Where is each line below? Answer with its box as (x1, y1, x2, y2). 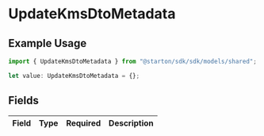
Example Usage (8, 37, 87, 50)
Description (108, 117, 155, 128)
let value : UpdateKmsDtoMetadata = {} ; (8, 72, 140, 80)
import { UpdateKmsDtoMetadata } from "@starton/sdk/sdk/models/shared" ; (8, 57, 258, 65)
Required (66, 117, 101, 128)
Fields (8, 94, 40, 107)
